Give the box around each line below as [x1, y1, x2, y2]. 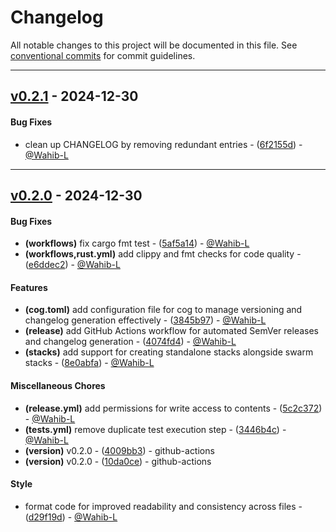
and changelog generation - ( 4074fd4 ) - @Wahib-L [24, 336, 237, 348]
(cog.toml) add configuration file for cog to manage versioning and [24, 304, 303, 316]
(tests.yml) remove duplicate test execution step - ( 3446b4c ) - [24, 423, 287, 435]
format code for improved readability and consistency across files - [24, 500, 303, 512]
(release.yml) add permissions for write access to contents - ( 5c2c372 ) [24, 402, 323, 414]
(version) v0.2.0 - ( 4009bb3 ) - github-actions [24, 444, 215, 456]
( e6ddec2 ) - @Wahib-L [24, 259, 121, 271]
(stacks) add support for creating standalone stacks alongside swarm [24, 346, 314, 358]
